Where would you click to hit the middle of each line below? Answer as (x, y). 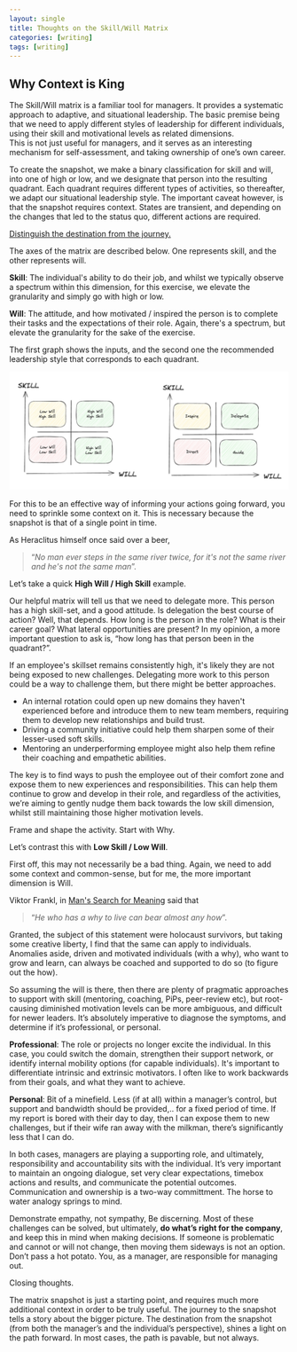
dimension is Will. (41, 883)
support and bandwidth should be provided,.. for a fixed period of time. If (143, 1108)
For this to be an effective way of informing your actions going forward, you (147, 503)
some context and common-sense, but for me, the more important (130, 873)
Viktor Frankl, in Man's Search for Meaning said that (104, 900)
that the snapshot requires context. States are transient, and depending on (145, 208)
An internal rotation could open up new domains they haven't (133, 701)
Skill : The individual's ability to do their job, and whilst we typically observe (146, 278)
